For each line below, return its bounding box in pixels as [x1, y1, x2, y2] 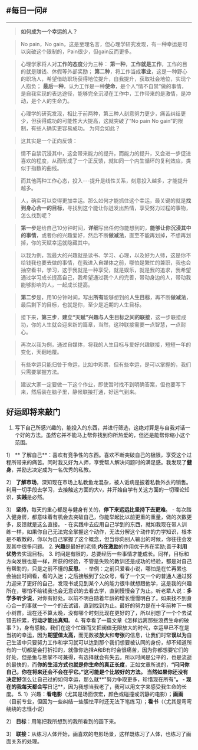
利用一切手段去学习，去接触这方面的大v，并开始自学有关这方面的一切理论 [6, 486, 184, 493]
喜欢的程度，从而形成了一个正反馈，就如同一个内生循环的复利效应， [20, 157, 186, 164]
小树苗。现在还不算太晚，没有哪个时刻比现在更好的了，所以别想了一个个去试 [6, 609, 192, 616]
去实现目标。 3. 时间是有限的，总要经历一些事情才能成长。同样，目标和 [16, 550, 190, 557]
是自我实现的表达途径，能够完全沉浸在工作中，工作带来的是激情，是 [20, 90, 186, 97]
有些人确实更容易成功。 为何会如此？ [31, 125, 121, 132]
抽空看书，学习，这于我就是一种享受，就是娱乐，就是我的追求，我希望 [20, 266, 192, 273]
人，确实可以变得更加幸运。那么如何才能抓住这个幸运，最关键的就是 [20, 197, 186, 204]
